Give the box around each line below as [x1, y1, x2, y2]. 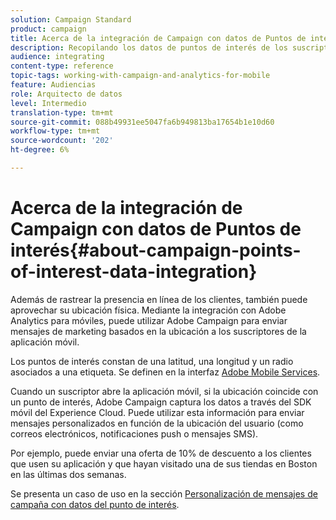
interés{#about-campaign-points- [10, 239, 302, 262]
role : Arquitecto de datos [10, 89, 123, 99]
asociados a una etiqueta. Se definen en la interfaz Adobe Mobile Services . [10, 366, 321, 378]
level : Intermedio [10, 98, 87, 108]
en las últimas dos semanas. [10, 468, 127, 480]
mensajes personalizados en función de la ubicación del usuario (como [10, 417, 304, 429]
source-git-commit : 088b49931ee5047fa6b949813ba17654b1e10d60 [10, 117, 275, 127]
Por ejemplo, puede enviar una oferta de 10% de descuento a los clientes [10, 447, 312, 459]
